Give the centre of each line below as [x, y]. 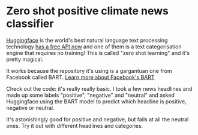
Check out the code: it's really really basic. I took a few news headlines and [99, 88]
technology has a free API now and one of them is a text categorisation [94, 47]
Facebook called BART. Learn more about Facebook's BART [80, 77]
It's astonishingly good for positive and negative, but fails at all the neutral [97, 119]
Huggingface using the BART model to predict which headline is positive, [97, 101]
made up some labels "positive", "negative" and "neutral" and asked [91, 95]
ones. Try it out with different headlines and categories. [75, 125]
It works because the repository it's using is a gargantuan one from [89, 70]
